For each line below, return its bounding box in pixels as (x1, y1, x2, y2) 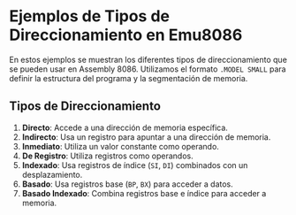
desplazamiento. (21, 169, 83, 180)
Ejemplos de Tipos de (9, 6, 171, 27)
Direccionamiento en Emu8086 (9, 25, 243, 45)
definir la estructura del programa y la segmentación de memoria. (9, 73, 248, 83)
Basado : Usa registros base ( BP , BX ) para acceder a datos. (21, 179, 234, 189)
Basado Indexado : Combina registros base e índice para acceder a (21, 188, 267, 198)
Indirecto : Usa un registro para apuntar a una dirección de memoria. (21, 131, 271, 142)
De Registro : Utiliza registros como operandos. (21, 150, 194, 161)
